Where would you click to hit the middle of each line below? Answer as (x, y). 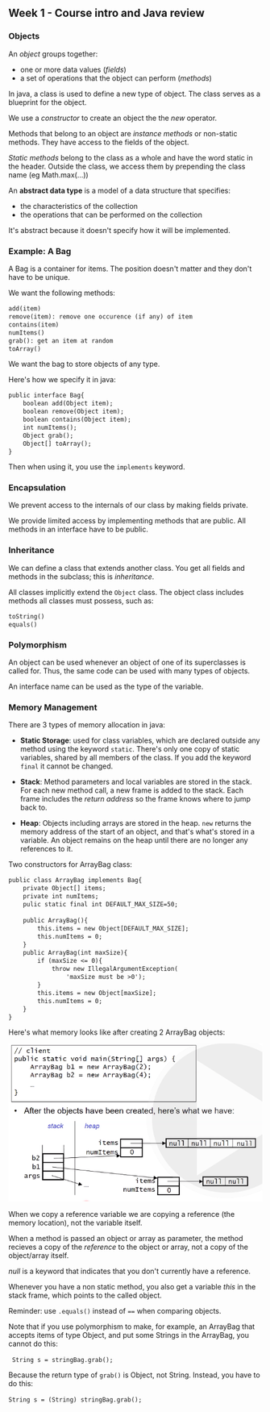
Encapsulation (37, 487)
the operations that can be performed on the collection (111, 215)
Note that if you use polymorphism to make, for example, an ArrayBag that (132, 1327)
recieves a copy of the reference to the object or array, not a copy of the (128, 1247)
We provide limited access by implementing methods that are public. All (127, 521)
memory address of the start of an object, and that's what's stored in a (137, 832)
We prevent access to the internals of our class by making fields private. (128, 505)
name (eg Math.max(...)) (48, 175)
